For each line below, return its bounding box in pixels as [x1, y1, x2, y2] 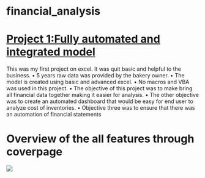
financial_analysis [6, 4, 101, 18]
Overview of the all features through [6, 132, 195, 146]
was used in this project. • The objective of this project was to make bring [6, 85, 193, 92]
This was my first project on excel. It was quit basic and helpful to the [6, 65, 182, 73]
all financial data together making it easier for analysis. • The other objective [6, 91, 199, 99]
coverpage [6, 145, 63, 159]
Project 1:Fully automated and [6, 32, 160, 46]
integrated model [6, 45, 96, 59]
